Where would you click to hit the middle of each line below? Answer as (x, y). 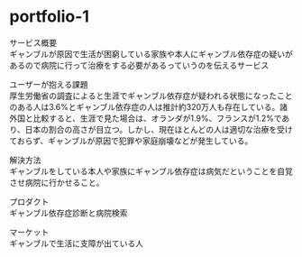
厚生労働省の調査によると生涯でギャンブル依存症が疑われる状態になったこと (151, 96)
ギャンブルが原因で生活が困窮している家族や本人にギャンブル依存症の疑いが (151, 54)
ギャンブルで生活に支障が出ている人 (77, 243)
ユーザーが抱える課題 (49, 84)
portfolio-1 (50, 17)
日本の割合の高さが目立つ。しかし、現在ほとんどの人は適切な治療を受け (159, 129)
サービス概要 (33, 42)
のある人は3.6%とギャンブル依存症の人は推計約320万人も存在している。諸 (149, 106)
